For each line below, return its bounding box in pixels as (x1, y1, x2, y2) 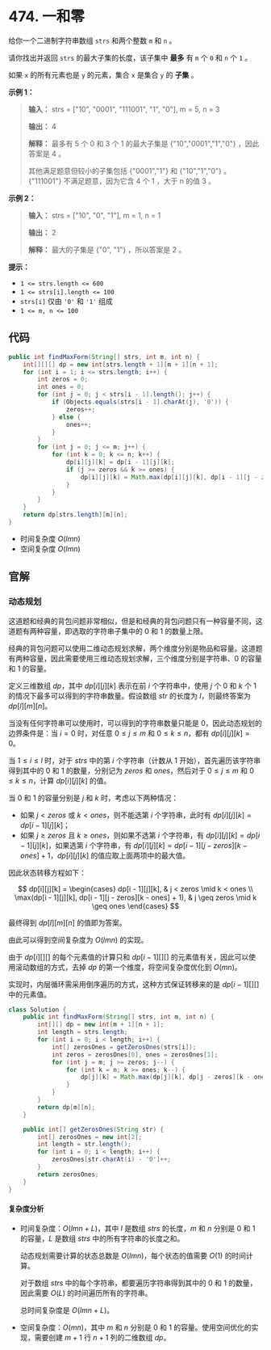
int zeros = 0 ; (37, 375, 89, 384)
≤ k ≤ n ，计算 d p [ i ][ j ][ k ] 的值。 (8, 775, 111, 785)
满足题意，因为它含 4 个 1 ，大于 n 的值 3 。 (70, 175, 216, 186)
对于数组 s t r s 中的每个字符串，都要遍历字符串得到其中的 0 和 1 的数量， (19, 1278, 257, 1288)
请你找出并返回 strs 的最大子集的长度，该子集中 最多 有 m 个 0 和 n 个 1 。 (8, 53, 252, 62)
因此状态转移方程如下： (8, 867, 86, 877)
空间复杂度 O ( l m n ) (19, 543, 81, 554)
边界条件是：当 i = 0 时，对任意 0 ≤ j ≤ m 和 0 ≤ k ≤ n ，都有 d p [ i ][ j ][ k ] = (8, 728, 250, 738)
